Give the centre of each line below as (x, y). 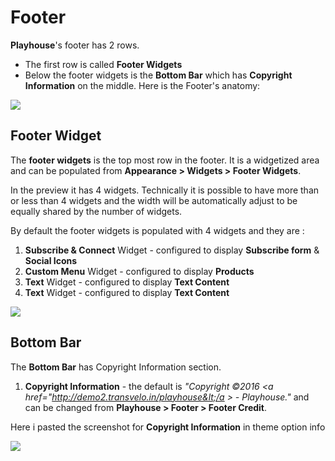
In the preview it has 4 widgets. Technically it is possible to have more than (165, 190)
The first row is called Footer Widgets (103, 64)
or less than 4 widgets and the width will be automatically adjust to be (154, 200)
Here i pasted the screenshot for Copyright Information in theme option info (168, 427)
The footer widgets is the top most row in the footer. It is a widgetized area (165, 160)
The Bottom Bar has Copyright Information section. (116, 367)
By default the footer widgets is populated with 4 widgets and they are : (157, 230)
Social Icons (51, 260)
